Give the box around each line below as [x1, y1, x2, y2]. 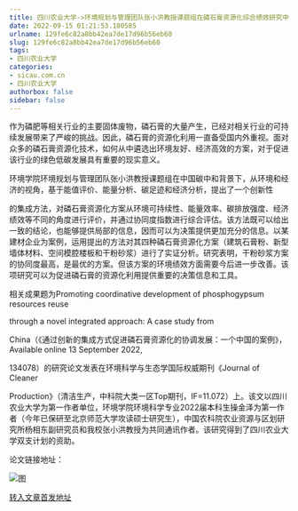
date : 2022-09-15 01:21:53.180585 [9, 21, 137, 30]
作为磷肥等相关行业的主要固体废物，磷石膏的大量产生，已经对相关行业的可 [9, 121, 281, 132]
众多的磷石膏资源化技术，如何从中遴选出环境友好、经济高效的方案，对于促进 [9, 143, 289, 154]
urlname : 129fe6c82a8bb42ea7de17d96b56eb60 [9, 29, 173, 38]
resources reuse [9, 299, 69, 309]
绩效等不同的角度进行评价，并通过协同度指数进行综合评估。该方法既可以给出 [9, 214, 289, 225]
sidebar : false [9, 95, 66, 105]
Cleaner [9, 372, 38, 383]
